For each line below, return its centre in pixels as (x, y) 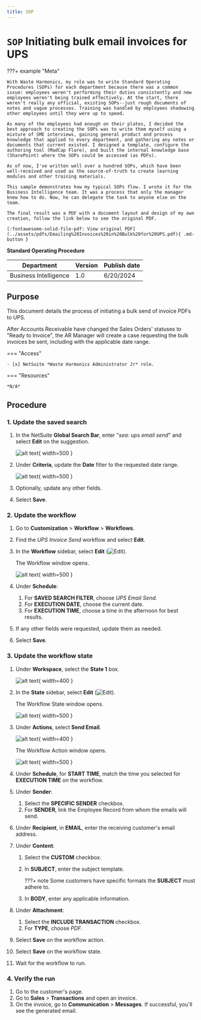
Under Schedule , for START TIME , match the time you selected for (98, 773)
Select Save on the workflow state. (59, 951)
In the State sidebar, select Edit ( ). (65, 692)
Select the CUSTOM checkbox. (63, 857)
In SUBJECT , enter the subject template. (74, 869)
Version (86, 265)
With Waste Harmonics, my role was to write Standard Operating (89, 82)
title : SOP (20, 12)
